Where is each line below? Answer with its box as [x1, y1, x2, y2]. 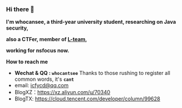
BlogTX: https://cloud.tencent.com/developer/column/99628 [14, 95, 160, 102]
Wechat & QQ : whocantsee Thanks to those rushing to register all [14, 70, 170, 77]
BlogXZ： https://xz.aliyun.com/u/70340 [14, 89, 111, 96]
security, [6, 24, 29, 31]
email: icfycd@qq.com [14, 82, 69, 89]
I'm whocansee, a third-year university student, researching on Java [6, 19, 176, 26]
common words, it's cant [14, 75, 75, 83]
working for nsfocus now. [6, 47, 70, 54]
